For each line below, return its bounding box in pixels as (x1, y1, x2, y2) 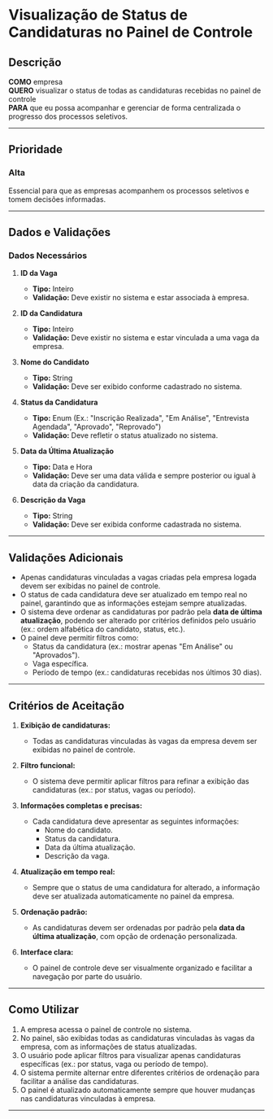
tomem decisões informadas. (8, 194, 106, 204)
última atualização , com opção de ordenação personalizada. (32, 932, 238, 941)
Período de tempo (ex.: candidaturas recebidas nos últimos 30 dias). (32, 667, 262, 677)
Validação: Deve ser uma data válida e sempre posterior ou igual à (32, 470, 256, 481)
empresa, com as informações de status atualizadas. (19, 1042, 197, 1051)
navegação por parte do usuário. (32, 972, 142, 981)
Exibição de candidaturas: (19, 720, 111, 730)
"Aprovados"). (32, 650, 80, 660)
